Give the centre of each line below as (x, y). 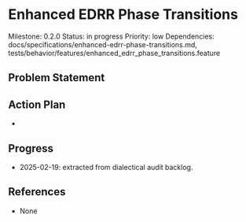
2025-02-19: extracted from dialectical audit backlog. (106, 167)
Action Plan (37, 104)
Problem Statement (57, 78)
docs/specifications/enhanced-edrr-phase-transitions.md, (103, 44)
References (37, 192)
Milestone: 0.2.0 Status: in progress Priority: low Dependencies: (111, 36)
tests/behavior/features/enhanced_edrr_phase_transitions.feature (114, 53)
